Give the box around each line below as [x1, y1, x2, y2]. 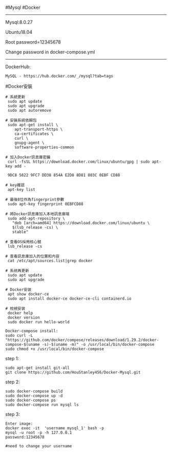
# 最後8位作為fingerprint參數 [5, 197, 64, 202]
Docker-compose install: [5, 328, 58, 333]
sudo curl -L [5, 333, 33, 338]
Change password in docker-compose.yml [5, 49, 95, 55]
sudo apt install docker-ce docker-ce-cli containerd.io [7, 296, 132, 301]
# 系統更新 [5, 94, 26, 100]
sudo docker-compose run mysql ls [5, 402, 79, 407]
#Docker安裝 [5, 83, 33, 89]
